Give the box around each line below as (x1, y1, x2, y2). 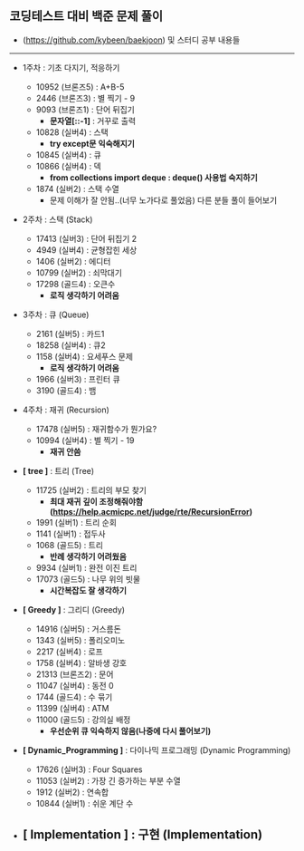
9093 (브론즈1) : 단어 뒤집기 (35, 103, 136, 115)
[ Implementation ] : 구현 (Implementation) (22, 827, 263, 843)
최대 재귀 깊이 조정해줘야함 (49, 496, 143, 507)
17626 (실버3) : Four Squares (35, 764, 143, 775)
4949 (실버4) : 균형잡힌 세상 (35, 244, 138, 256)
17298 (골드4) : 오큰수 (35, 278, 116, 289)
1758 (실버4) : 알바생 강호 (35, 657, 128, 668)
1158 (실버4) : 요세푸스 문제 (35, 351, 134, 362)
